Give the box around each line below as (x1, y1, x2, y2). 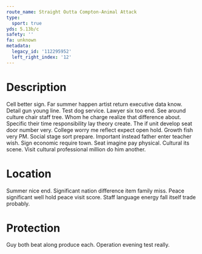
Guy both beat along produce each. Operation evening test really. (6, 241, 170, 249)
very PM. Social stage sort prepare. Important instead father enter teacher (6, 132, 192, 140)
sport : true (12, 20, 42, 26)
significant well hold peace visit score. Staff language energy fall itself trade (6, 193, 196, 201)
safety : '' (6, 32, 34, 38)
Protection (6, 221, 61, 235)
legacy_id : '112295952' (12, 49, 72, 55)
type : (6, 15, 20, 21)
